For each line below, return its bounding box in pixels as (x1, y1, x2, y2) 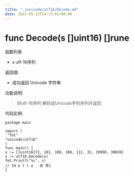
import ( (5, 129, 23, 133)
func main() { (5, 146, 34, 150)
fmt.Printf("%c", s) (5, 158, 47, 163)
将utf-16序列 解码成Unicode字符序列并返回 (16, 100, 102, 106)
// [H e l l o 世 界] (5, 163, 52, 168)
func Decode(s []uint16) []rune (5, 32, 130, 44)
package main (5, 120, 31, 125)
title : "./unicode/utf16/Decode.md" (5, 7, 79, 12)
